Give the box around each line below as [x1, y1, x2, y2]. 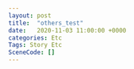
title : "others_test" [8, 19, 84, 27]
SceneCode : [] [8, 48, 56, 56]
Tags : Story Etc [8, 41, 62, 49]
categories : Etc [8, 33, 62, 42]
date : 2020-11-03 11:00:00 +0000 [8, 26, 127, 34]
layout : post [8, 11, 52, 20]
